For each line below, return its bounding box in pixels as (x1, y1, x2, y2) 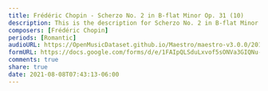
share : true (8, 63, 48, 71)
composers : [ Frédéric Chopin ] (8, 26, 109, 34)
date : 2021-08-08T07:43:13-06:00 (8, 70, 120, 78)
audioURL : (8, 41, 41, 49)
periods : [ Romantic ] (8, 33, 77, 42)
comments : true (8, 56, 59, 64)
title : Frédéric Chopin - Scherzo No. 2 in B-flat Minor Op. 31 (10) (8, 11, 245, 20)
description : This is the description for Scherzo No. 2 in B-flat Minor (8, 19, 259, 27)
